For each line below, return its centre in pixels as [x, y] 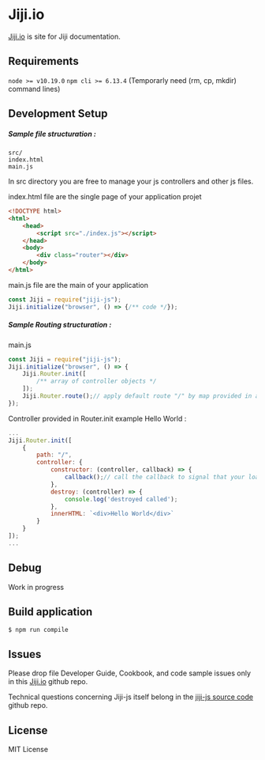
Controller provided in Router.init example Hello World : [97, 418]
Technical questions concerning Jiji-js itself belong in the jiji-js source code [131, 697]
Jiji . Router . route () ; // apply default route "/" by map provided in [137, 396]
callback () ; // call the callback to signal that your [155, 477]
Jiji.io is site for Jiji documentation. [64, 36]
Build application [50, 612]
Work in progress [36, 587]
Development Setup [58, 113]
